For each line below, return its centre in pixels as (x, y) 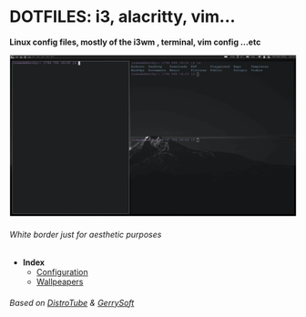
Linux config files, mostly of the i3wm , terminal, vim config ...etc (135, 42)
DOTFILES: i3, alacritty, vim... (122, 17)
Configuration (62, 272)
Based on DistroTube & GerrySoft (72, 302)
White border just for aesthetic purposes (86, 234)
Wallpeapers (60, 282)
